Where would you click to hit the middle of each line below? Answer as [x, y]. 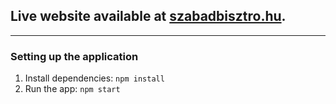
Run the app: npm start [72, 89]
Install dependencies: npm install [94, 78]
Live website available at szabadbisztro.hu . [148, 16]
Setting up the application [74, 56]
